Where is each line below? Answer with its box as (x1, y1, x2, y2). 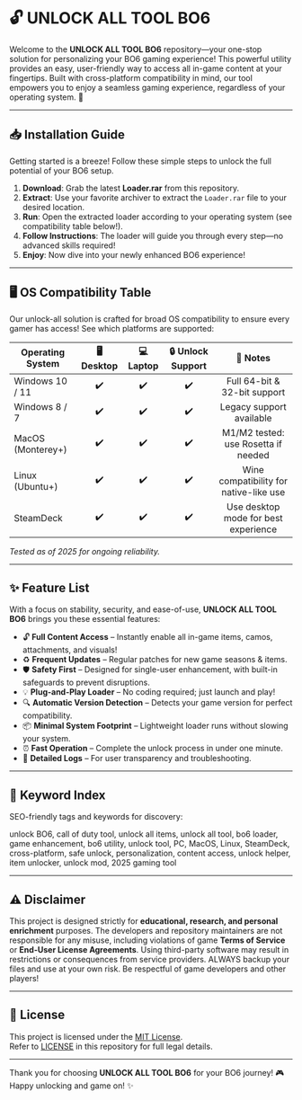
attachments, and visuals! (22, 644, 118, 655)
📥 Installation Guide (9, 128, 126, 143)
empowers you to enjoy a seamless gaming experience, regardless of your (9, 82, 286, 93)
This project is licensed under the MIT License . (9, 1031, 183, 1042)
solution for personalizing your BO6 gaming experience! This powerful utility (9, 53, 292, 64)
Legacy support (219, 400, 287, 412)
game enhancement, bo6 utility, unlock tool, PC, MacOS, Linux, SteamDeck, (9, 838, 290, 849)
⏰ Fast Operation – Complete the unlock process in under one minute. (22, 743, 283, 754)
